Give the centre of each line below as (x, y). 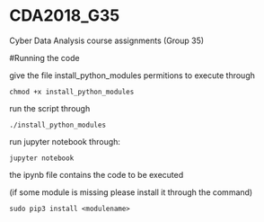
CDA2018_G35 (65, 16)
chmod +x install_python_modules (72, 92)
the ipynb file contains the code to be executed (97, 174)
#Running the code (44, 58)
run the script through (50, 108)
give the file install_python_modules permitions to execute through (132, 75)
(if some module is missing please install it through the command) (131, 192)
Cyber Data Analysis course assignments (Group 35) (107, 40)
